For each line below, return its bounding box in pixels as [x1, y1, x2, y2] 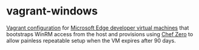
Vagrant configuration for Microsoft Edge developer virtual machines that [6, 24, 189, 31]
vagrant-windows [6, 4, 98, 18]
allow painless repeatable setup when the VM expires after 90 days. [6, 37, 176, 44]
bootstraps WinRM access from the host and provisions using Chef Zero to [6, 30, 194, 37]
